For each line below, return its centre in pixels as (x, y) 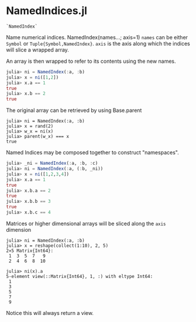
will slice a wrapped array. (37, 50)
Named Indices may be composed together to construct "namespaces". (93, 152)
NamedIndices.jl (47, 11)
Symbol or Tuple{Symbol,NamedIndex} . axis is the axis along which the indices (98, 43)
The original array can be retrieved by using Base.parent (74, 110)
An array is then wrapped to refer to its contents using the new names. (91, 61)
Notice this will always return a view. (50, 313)
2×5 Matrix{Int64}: (30, 250)
